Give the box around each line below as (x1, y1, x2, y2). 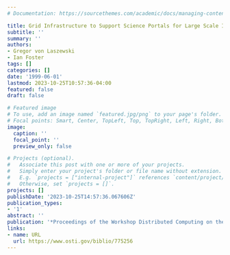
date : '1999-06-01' (7, 73, 63, 80)
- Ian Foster (7, 54, 44, 62)
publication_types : (7, 200, 63, 206)
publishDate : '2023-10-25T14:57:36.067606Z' (7, 193, 136, 200)
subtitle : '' (7, 29, 44, 36)
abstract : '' (7, 213, 44, 219)
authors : (7, 42, 32, 49)
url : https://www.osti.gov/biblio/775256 (13, 237, 133, 245)
